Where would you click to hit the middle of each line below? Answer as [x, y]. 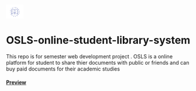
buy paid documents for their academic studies [63, 69]
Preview [16, 82]
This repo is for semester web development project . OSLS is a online [90, 57]
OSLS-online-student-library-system [98, 41]
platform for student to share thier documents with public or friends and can [98, 63]
